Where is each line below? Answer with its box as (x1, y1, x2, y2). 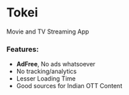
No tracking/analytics (16, 67, 77, 76)
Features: (6, 44, 39, 54)
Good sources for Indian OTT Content (16, 82, 123, 90)
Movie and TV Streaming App (6, 27, 89, 36)
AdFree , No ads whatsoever (16, 60, 96, 68)
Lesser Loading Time (16, 74, 76, 83)
